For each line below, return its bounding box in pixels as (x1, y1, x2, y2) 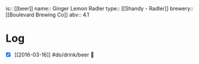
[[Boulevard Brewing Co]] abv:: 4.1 (5, 11, 90, 18)
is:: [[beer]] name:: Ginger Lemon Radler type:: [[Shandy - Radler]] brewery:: (5, 5, 194, 12)
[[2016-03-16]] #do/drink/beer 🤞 (14, 51, 95, 58)
